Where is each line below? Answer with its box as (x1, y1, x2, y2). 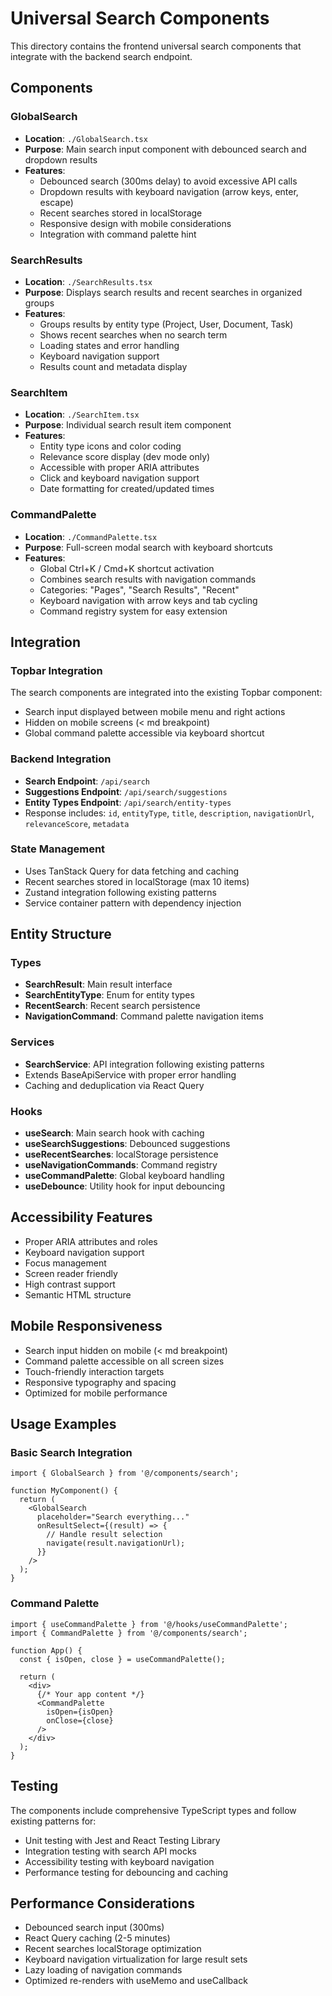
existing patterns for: (10, 1815, 97, 1827)
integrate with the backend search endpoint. (10, 50, 193, 62)
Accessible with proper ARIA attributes (39, 462, 200, 474)
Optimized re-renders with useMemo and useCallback (24, 1975, 248, 1987)
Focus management (24, 1257, 107, 1269)
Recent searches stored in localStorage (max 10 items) (24, 875, 250, 887)
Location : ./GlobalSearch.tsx (24, 132, 148, 144)
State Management (10, 842, 106, 856)
